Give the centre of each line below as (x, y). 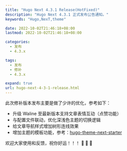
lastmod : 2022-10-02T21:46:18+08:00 (43, 33)
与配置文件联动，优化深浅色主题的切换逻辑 (56, 120)
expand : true (19, 83)
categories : (18, 42)
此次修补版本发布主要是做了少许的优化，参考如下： (58, 103)
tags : (11, 60)
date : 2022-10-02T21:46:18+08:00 (40, 28)
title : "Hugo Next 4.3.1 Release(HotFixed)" (52, 10)
